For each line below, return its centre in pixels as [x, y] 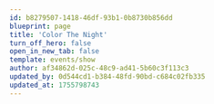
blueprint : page [40, 26]
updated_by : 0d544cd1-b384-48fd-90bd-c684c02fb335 [107, 77]
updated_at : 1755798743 [55, 85]
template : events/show [52, 60]
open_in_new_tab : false [55, 52]
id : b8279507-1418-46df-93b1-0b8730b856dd [91, 18]
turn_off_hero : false [51, 43]
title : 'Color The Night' [58, 34]
